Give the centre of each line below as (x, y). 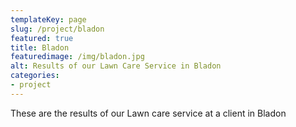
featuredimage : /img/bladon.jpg (77, 57)
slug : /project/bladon (57, 29)
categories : (35, 76)
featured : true (42, 38)
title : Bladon (40, 47)
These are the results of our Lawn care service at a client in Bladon (148, 113)
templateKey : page (48, 19)
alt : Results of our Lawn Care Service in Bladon (116, 66)
